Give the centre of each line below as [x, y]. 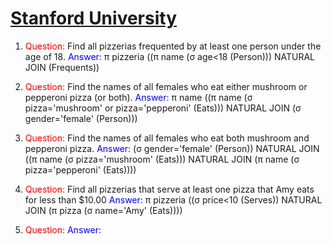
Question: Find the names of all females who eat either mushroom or [166, 86]
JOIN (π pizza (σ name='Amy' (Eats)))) [103, 210]
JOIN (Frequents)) [62, 67]
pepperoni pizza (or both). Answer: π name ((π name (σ [138, 97]
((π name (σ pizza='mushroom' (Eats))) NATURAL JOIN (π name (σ [162, 159]
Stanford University [93, 18]
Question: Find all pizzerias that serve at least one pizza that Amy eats [169, 189]
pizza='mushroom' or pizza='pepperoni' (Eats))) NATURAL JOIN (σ [163, 108]
